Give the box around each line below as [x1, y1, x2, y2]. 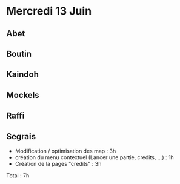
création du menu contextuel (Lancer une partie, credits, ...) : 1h [15, 153, 174, 161]
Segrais [6, 131, 36, 142]
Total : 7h [6, 171, 30, 179]
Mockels [6, 90, 39, 100]
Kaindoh [6, 70, 39, 80]
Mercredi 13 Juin [6, 4, 92, 18]
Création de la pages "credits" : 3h [15, 160, 102, 167]
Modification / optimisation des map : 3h [15, 147, 116, 154]
